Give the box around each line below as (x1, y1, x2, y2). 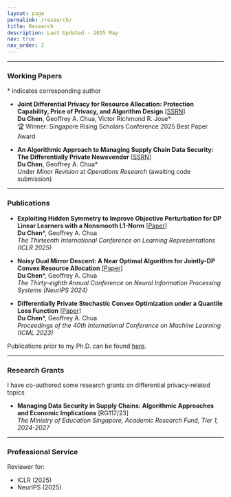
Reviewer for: (7, 463, 45, 471)
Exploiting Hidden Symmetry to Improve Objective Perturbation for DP (16, 214, 222, 222)
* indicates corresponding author (7, 87, 101, 95)
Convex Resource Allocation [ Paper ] (16, 264, 123, 272)
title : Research (7, 23, 54, 30)
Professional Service (7, 447, 78, 456)
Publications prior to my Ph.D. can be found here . (7, 342, 146, 350)
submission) (16, 175, 52, 183)
